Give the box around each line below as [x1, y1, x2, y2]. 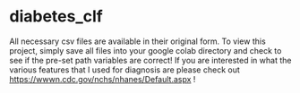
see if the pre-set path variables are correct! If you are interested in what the [9, 55, 292, 65]
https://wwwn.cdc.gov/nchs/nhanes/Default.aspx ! [9, 73, 196, 84]
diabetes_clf [9, 6, 103, 27]
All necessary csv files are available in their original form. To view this [9, 36, 266, 46]
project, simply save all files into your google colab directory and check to [9, 45, 282, 55]
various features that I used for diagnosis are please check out [9, 64, 240, 75]
